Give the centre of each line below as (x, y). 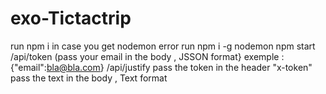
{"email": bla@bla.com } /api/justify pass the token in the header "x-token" (161, 67)
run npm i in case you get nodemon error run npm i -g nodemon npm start (163, 46)
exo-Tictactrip (71, 18)
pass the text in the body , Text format (89, 78)
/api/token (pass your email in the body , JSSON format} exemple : (147, 56)
